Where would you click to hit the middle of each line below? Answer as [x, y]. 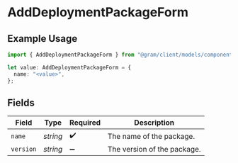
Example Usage [42, 39]
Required [85, 123]
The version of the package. [154, 150]
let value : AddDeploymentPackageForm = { [69, 67]
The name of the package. [151, 136]
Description [154, 123]
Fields [21, 102]
